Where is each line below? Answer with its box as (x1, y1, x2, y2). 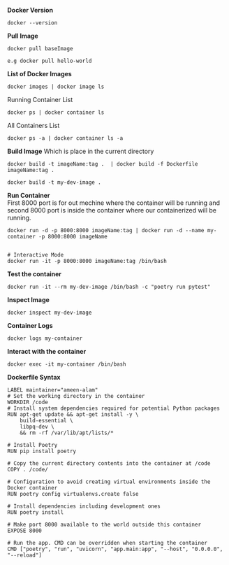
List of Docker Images (7, 70, 72, 78)
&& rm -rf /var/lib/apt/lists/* (20, 429, 114, 436)
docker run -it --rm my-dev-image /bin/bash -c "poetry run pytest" (7, 283, 211, 290)
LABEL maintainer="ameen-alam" (7, 387, 98, 394)
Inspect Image (7, 296, 50, 303)
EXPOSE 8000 (7, 527, 42, 534)
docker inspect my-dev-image (7, 309, 92, 316)
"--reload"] (7, 552, 42, 559)
